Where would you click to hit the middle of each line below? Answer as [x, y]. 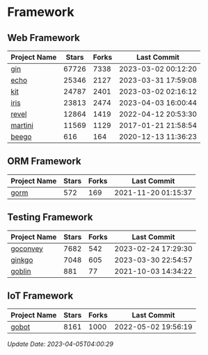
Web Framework [43, 38]
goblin [21, 271]
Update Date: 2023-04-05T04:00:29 [60, 344]
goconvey [27, 249]
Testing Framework [50, 217]
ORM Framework [44, 162]
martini [22, 125]
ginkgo [22, 260]
